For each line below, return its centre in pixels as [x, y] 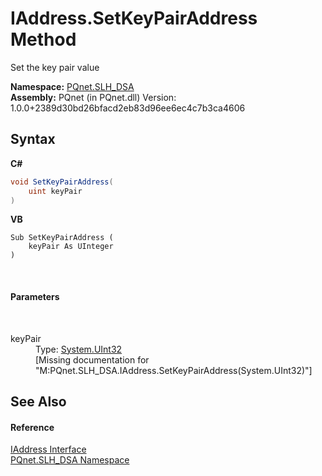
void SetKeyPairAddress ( [62, 182]
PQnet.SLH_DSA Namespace [70, 460]
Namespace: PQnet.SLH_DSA [72, 86]
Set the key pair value [55, 67]
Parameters [35, 296]
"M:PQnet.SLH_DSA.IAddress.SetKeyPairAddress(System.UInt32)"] [174, 370]
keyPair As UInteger [71, 247]
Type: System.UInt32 [79, 349]
